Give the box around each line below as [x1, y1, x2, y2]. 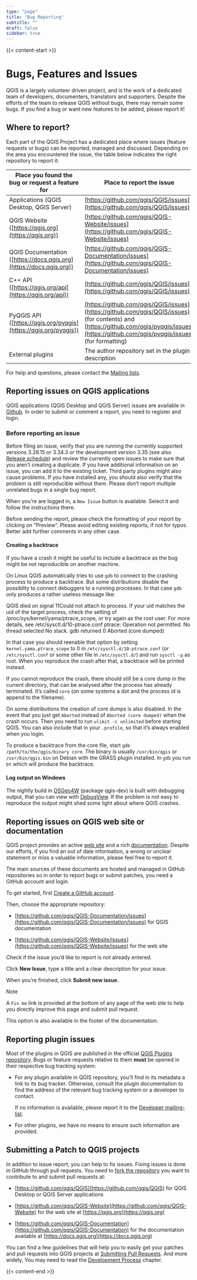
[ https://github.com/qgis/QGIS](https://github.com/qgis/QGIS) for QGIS [14, 1185, 187, 1192]
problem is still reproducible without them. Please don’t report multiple [6, 479, 176, 487]
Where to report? [6, 123, 70, 133]
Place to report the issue [104, 178, 175, 186]
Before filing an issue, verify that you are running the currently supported [6, 442, 183, 449]
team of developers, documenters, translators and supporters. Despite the [6, 93, 186, 100]
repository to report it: [6, 157, 60, 164]
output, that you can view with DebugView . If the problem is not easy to [6, 793, 179, 801]
